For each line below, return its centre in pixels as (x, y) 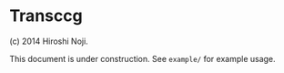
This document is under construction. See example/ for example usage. (142, 58)
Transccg (46, 16)
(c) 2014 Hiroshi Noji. (49, 41)
